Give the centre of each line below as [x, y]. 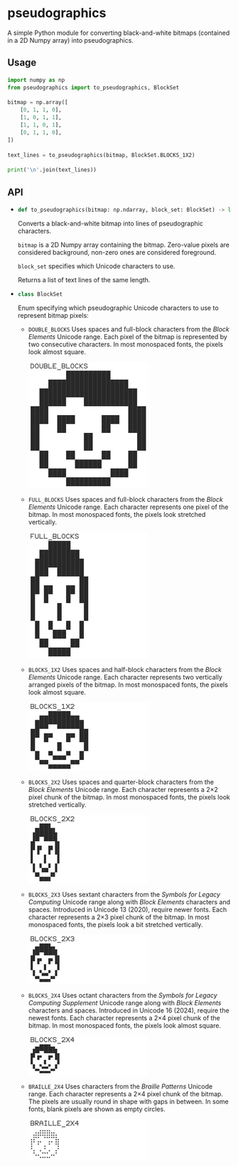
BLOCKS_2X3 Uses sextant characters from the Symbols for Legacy [124, 894]
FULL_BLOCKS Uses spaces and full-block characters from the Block [126, 499]
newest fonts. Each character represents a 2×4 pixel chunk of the [124, 1017]
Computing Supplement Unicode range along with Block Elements [125, 1002]
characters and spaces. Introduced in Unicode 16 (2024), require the [129, 1010]
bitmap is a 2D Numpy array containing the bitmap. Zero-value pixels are [123, 245]
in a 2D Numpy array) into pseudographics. [70, 40]
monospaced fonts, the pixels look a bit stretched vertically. [115, 924]
